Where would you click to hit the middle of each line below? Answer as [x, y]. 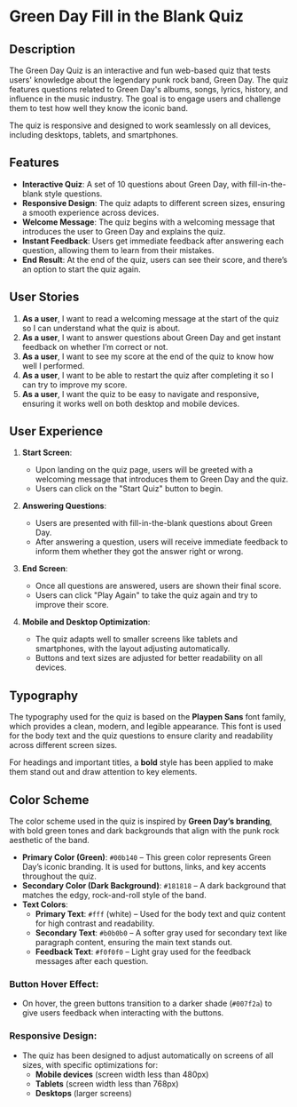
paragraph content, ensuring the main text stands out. [134, 943]
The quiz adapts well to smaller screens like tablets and [136, 639]
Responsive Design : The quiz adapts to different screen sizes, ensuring [153, 203]
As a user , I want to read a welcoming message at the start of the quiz [150, 318]
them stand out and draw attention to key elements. [103, 772]
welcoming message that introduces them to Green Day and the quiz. [162, 479]
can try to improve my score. [74, 385]
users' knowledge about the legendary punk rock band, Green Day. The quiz [149, 80]
